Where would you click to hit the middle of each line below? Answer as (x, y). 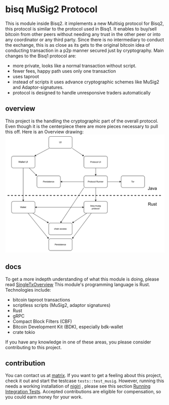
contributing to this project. (34, 347)
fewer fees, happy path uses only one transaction (64, 71)
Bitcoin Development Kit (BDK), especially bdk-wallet (68, 327)
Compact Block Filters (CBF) (42, 321)
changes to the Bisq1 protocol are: (41, 56)
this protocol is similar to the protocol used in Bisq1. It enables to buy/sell (81, 28)
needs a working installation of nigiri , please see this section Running (78, 386)
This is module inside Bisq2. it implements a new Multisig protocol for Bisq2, (85, 23)
